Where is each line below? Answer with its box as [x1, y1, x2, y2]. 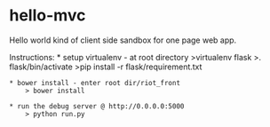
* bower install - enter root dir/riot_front [9, 78, 180, 87]
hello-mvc [9, 5, 86, 26]
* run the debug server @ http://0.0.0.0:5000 [9, 101, 185, 111]
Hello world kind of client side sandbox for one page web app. [9, 35, 237, 45]
